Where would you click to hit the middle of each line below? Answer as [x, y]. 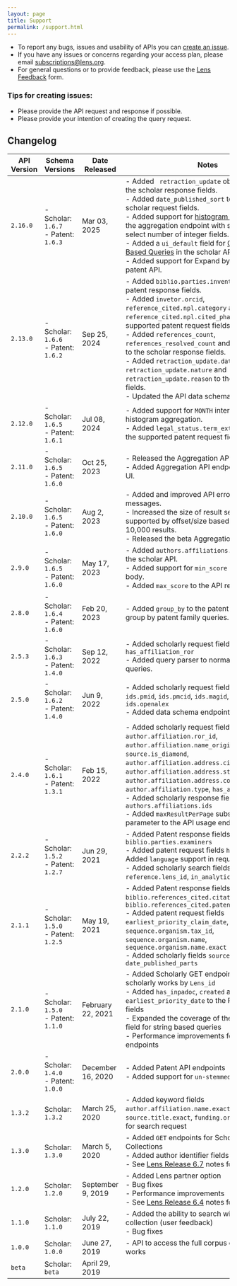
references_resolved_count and [178, 343]
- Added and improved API [170, 495]
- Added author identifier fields [177, 1156]
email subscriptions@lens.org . [61, 62]
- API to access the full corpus [176, 1243]
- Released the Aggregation [172, 459]
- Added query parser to [166, 660]
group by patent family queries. [177, 618]
